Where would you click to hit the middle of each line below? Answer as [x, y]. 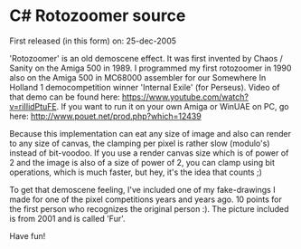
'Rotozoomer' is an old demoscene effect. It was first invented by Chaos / [146, 58]
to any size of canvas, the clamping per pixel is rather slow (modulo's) [140, 143]
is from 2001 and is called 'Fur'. [67, 218]
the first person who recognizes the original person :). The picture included [149, 208]
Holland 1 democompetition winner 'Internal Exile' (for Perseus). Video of [145, 87]
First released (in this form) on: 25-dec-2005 [93, 41]
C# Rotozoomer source [98, 16]
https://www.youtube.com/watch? [185, 97]
